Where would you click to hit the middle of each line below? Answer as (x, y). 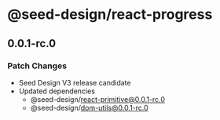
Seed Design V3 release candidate (75, 82)
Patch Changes (37, 66)
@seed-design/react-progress (110, 15)
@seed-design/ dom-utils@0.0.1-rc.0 (89, 107)
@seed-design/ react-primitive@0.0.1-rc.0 (98, 99)
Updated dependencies (57, 91)
